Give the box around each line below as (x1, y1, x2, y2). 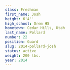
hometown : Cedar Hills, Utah (5, 26, 65, 31)
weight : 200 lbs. (5, 53, 41, 58)
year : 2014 (5, 58, 28, 63)
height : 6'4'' (5, 16, 35, 21)
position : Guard (5, 39, 38, 44)
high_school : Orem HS (5, 21, 50, 26)
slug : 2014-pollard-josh (5, 44, 56, 49)
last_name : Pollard (5, 30, 45, 35)
